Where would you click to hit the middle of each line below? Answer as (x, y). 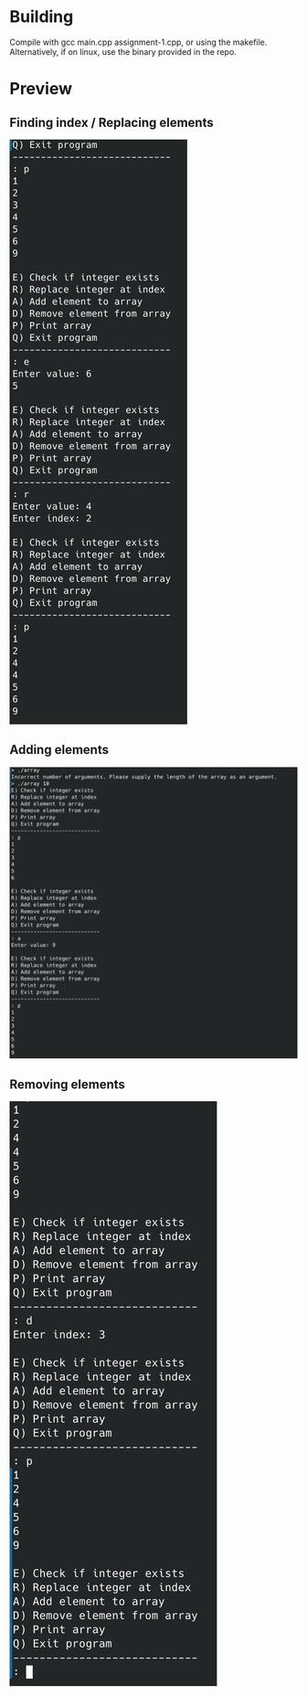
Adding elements (59, 750)
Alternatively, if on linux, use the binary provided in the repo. (123, 51)
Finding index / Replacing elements (111, 122)
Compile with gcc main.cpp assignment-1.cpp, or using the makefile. (138, 42)
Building (42, 17)
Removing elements (68, 1084)
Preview (41, 89)
